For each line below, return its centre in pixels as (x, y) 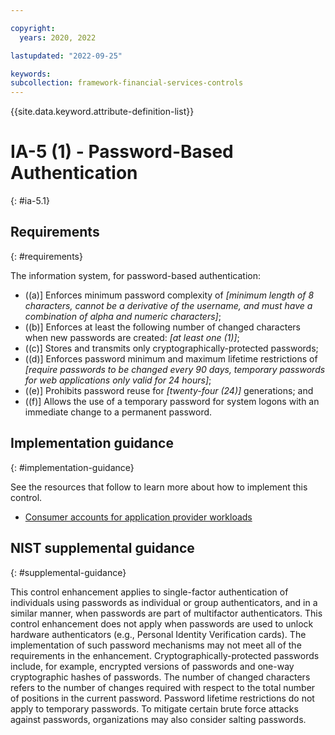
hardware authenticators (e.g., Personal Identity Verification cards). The (158, 634)
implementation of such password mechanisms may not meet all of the (156, 645)
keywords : (31, 74)
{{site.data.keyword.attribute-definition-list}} (102, 112)
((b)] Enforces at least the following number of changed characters (162, 327)
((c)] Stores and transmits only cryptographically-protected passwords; (171, 348)
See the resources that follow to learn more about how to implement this (159, 487)
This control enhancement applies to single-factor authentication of (149, 592)
